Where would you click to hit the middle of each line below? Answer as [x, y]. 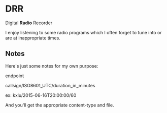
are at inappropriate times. [33, 38]
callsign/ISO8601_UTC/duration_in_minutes [50, 85]
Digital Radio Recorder [29, 23]
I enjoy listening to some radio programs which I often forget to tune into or [83, 32]
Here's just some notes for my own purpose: [52, 66]
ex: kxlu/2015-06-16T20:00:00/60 [41, 95]
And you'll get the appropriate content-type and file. [60, 105]
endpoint [15, 76]
